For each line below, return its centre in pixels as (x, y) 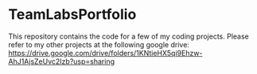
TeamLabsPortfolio (72, 15)
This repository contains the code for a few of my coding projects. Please (128, 36)
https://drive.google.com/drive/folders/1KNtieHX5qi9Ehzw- (105, 53)
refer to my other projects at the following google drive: (99, 44)
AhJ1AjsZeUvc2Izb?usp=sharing (62, 61)
